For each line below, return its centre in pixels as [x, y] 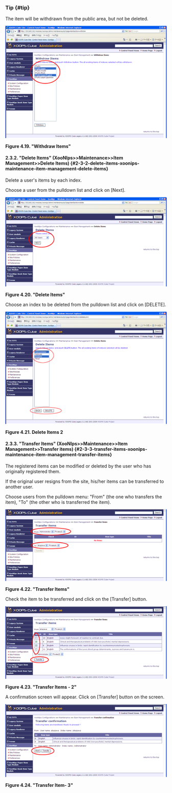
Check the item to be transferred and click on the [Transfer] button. [76, 599]
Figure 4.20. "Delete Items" [35, 294]
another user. [19, 487]
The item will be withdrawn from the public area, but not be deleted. [77, 19]
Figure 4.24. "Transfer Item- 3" [39, 785]
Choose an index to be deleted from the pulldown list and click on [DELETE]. [86, 304]
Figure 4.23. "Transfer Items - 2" [41, 687]
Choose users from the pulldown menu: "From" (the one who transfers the [84, 497]
